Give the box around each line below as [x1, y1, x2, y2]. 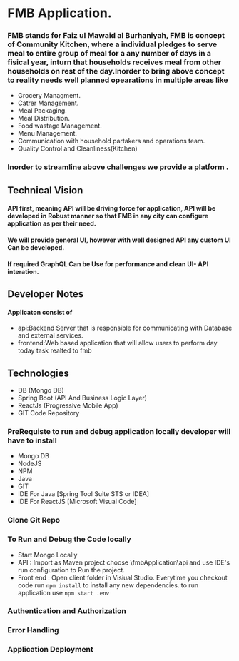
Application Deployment [7, 645, 94, 655]
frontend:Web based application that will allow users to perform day [17, 339, 218, 348]
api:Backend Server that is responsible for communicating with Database [17, 323, 233, 333]
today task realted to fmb [17, 346, 92, 355]
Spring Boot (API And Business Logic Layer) [17, 393, 148, 402]
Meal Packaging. [17, 106, 68, 115]
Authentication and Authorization [7, 606, 126, 616]
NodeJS [17, 459, 42, 468]
